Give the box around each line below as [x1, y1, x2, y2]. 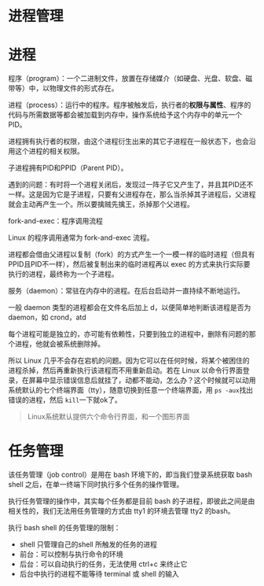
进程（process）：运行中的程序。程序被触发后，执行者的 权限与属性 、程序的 [8, 100, 251, 110]
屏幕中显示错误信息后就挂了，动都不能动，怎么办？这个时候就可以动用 [28, 375, 256, 385]
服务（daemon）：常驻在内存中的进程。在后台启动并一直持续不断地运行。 [8, 286, 245, 296]
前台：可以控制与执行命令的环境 [19, 550, 123, 559]
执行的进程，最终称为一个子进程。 [8, 269, 119, 279]
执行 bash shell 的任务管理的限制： [8, 523, 121, 533]
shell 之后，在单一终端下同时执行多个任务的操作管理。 [8, 480, 184, 489]
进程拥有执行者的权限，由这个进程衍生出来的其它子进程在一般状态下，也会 [8, 137, 249, 146]
